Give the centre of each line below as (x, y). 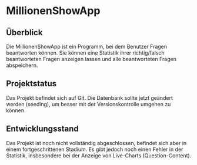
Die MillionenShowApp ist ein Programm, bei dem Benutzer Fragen (87, 46)
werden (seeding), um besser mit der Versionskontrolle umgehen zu (89, 104)
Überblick (24, 33)
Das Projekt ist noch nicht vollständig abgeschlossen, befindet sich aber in (96, 143)
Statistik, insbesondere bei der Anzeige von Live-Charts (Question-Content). (99, 155)
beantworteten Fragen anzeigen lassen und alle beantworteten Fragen (91, 59)
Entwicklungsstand (42, 129)
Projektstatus (31, 84)
